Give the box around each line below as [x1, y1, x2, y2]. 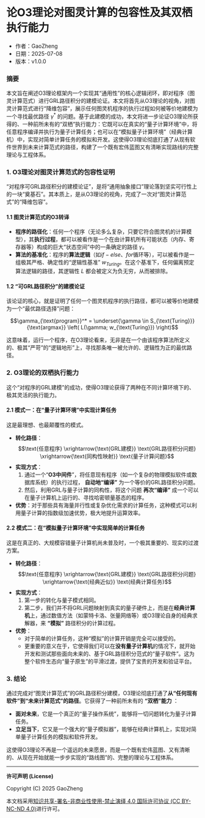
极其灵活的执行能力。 [6, 391, 60, 399]
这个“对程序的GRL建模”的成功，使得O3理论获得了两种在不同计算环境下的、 [6, 383, 195, 391]
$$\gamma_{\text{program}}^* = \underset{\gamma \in [10, 317, 149, 325]
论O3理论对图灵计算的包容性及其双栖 [6, 6, 193, 20]
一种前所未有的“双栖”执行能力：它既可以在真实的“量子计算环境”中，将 [22, 120, 198, 127]
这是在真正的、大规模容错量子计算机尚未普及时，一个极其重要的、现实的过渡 [6, 539, 199, 547]
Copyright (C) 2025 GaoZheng [6, 785, 84, 792]
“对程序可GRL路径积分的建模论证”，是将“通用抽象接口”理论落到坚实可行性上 [6, 183, 198, 190]
